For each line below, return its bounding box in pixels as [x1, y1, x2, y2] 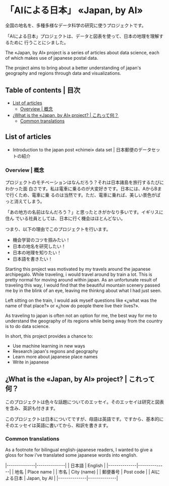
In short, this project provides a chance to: [5, 333, 93, 339]
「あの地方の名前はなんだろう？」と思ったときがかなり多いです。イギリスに [5, 209, 164, 215]
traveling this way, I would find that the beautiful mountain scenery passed [5, 282, 160, 288]
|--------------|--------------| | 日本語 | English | [5, 462, 106, 468]
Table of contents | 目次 [5, 86, 81, 95]
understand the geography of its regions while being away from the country [5, 317, 163, 324]
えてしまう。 [18, 198, 45, 204]
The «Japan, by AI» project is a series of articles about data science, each [5, 49, 160, 56]
